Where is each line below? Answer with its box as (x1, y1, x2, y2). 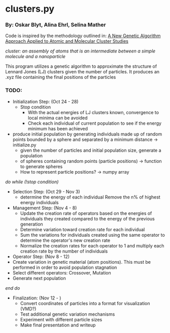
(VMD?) (20, 306, 37, 312)
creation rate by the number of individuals (20, 248, 108, 254)
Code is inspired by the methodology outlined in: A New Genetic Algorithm (5, 33, 161, 39)
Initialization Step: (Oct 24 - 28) (12, 98, 79, 104)
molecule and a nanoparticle (5, 53, 66, 60)
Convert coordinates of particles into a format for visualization (20, 300, 151, 306)
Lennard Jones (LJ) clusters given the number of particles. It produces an (5, 69, 160, 75)
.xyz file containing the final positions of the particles (5, 74, 116, 80)
